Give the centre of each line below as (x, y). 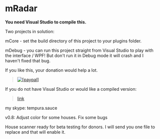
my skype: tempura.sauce (31, 108)
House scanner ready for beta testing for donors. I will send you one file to (80, 127)
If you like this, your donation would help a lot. (51, 70)
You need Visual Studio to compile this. (46, 22)
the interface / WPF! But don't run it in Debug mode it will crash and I (74, 55)
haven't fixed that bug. (28, 60)
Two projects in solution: (30, 31)
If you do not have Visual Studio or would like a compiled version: (71, 89)
